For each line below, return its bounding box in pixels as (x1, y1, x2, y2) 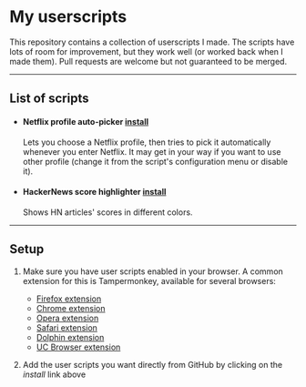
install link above (22, 369, 87, 380)
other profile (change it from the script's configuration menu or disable (22, 156, 289, 167)
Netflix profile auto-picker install (22, 116, 149, 127)
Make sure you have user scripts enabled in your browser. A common (22, 266, 284, 277)
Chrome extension (36, 302, 106, 313)
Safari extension (36, 321, 98, 333)
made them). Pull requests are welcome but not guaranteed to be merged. (9, 56, 288, 66)
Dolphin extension (36, 331, 105, 342)
